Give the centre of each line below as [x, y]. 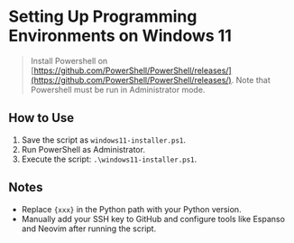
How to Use [41, 118]
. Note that [251, 79]
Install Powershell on [69, 61]
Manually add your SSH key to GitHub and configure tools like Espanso [153, 219]
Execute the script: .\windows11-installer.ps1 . [109, 159]
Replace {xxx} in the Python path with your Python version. [131, 209]
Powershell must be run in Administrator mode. [118, 89]
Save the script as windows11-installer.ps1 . [104, 140]
